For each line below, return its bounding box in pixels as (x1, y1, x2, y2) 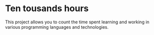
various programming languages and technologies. (5, 24, 109, 30)
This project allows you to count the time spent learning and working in (5, 19, 150, 25)
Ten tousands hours (5, 3, 89, 14)
